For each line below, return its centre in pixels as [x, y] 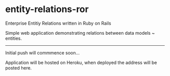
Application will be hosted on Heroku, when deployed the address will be [81, 62]
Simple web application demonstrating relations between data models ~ [80, 33]
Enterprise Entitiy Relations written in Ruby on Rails [58, 23]
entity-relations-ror [47, 9]
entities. [13, 38]
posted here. [18, 68]
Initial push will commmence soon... [42, 53]
